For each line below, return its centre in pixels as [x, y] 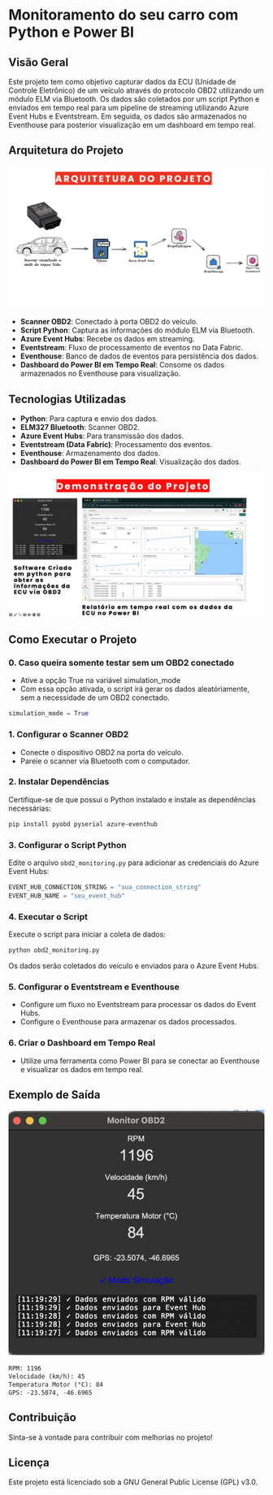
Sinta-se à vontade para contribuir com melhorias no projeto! [110, 1437]
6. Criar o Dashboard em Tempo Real [82, 1043]
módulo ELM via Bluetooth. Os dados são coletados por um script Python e [134, 99]
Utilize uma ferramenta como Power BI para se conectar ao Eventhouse [140, 1060]
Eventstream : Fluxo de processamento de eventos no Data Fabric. [132, 348]
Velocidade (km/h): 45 [47, 1376]
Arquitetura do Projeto [66, 151]
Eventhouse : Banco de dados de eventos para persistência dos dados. [139, 356]
